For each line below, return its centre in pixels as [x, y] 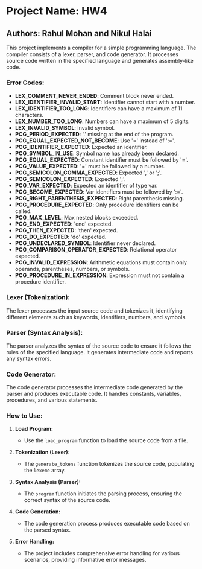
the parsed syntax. [47, 530]
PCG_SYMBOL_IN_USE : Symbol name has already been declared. [97, 154]
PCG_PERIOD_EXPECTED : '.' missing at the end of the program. [94, 135]
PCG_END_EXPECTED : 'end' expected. [64, 224]
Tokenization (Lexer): [43, 452]
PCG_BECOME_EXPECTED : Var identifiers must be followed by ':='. [99, 192]
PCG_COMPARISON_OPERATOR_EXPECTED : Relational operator [96, 250]
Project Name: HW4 [57, 11]
